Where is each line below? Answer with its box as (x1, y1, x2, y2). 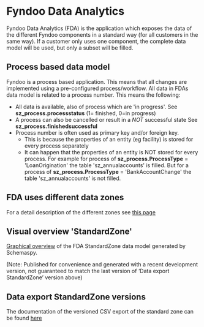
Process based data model (6, 62, 110, 72)
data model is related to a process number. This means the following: (6, 91, 181, 99)
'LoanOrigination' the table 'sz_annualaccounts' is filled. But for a (24, 161, 189, 169)
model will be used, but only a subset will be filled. (6, 44, 134, 51)
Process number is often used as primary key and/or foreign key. (15, 129, 179, 136)
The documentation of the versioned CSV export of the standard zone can (6, 308, 194, 315)
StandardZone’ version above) (6, 274, 83, 281)
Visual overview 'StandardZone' (6, 226, 133, 236)
